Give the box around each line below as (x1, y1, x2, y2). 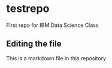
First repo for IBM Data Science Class (6, 21, 99, 29)
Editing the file (6, 39, 62, 49)
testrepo (6, 2, 50, 16)
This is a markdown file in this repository (6, 54, 107, 61)
